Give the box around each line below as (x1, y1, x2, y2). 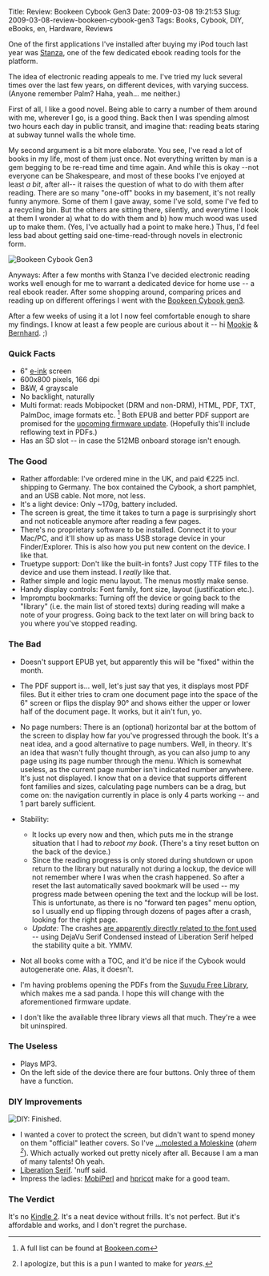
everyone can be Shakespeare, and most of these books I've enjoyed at (8, 171, 246, 180)
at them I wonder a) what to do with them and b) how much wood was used (8, 214, 258, 223)
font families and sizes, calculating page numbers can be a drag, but (19, 781, 247, 791)
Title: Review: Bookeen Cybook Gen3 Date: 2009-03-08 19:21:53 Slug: (8, 7, 242, 16)
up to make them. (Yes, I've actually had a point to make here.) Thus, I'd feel (8, 222, 259, 231)
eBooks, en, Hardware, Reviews (8, 24, 114, 33)
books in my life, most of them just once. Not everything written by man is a (8, 154, 258, 163)
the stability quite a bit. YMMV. (31, 940, 134, 950)
